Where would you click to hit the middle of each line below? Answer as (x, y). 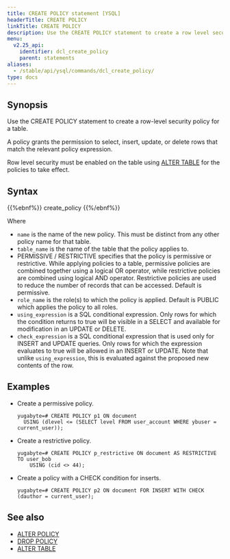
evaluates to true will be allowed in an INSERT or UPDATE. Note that (113, 351)
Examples (28, 387)
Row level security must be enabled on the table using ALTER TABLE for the (114, 162)
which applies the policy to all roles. (67, 307)
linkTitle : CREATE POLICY (44, 26)
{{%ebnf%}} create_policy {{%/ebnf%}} (64, 208)
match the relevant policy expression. (60, 149)
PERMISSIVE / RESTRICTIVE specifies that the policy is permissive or (114, 256)
